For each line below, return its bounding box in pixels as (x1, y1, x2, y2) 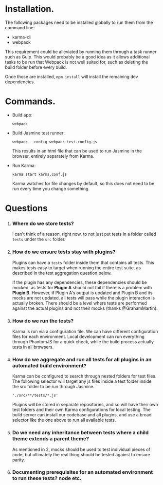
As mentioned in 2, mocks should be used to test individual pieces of (12, 447, 151, 452)
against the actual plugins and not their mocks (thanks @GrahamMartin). (12, 305, 158, 311)
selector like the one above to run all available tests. (12, 417, 116, 423)
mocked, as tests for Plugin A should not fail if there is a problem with (12, 284, 152, 290)
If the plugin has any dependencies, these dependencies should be (12, 279, 147, 285)
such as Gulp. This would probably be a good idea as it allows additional (5, 54, 150, 59)
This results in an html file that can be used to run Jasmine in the (12, 148, 142, 154)
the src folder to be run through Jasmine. (12, 384, 95, 390)
